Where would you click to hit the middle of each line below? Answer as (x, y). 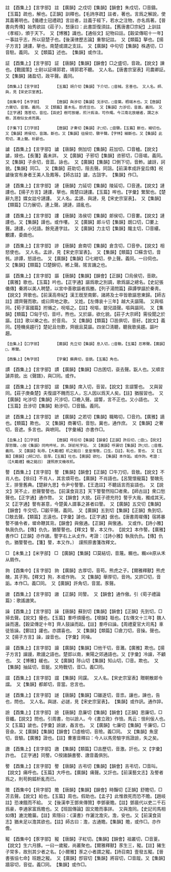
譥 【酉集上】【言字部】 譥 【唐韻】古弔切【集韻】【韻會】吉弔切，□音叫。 (83, 766)
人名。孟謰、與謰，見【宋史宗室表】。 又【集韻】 (112, 198)
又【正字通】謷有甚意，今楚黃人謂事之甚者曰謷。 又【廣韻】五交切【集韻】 (84, 504)
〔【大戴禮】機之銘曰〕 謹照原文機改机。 (41, 462)
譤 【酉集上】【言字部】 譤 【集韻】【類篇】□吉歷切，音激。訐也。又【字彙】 (85, 749)
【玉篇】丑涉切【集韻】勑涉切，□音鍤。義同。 (54, 406)
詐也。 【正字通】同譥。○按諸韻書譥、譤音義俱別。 (59, 755)
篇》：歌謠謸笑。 (22, 600)
